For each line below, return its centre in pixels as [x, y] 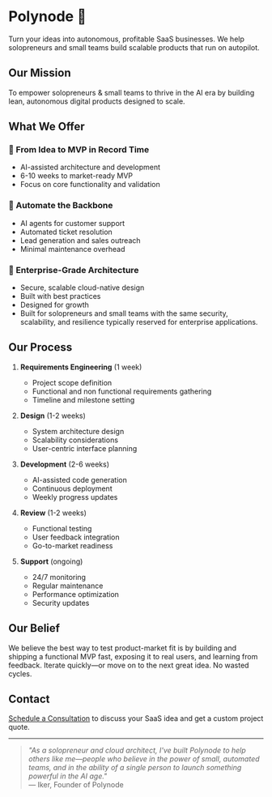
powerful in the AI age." [68, 776]
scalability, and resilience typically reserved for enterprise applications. [139, 322]
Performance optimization [76, 594]
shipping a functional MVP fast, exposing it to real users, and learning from [133, 656]
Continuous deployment [72, 488]
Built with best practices [60, 296]
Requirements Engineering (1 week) [81, 367]
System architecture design [78, 431]
